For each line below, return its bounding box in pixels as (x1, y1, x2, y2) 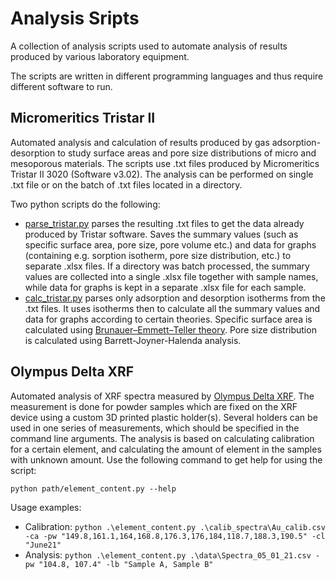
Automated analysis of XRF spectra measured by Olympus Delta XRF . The (10, 390, 315, 402)
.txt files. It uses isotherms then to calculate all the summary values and (24, 302, 321, 314)
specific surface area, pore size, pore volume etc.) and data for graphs (24, 238, 317, 251)
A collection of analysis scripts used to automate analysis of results (10, 40, 288, 52)
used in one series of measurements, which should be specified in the (10, 422, 300, 434)
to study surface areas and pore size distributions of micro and (57, 147, 317, 159)
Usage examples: (10, 501, 82, 513)
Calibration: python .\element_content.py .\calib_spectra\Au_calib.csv (24, 520, 326, 532)
